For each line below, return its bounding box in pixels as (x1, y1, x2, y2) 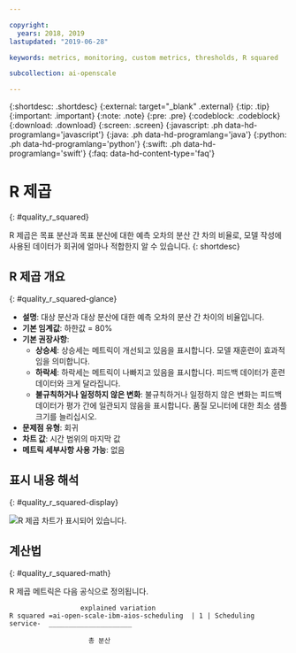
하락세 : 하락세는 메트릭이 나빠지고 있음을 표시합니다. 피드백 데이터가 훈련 (34, 366, 285, 377)
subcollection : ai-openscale (9, 69, 117, 78)
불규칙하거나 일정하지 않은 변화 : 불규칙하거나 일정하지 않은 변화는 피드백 (34, 388, 283, 399)
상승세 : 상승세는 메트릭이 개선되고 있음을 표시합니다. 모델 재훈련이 (34, 344, 262, 355)
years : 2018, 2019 (17, 28, 86, 38)
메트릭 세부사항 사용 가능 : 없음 (21, 444, 125, 455)
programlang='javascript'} (9, 129, 104, 140)
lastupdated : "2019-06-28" (9, 37, 109, 46)
